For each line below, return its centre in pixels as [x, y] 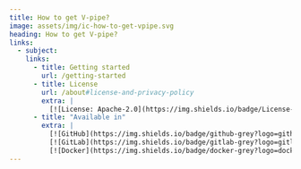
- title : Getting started [81, 68]
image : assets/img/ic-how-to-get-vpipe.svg [92, 26]
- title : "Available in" [79, 117]
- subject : [38, 51]
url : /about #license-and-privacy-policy [118, 92]
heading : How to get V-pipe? [64, 34]
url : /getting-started [84, 76]
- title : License [65, 84]
